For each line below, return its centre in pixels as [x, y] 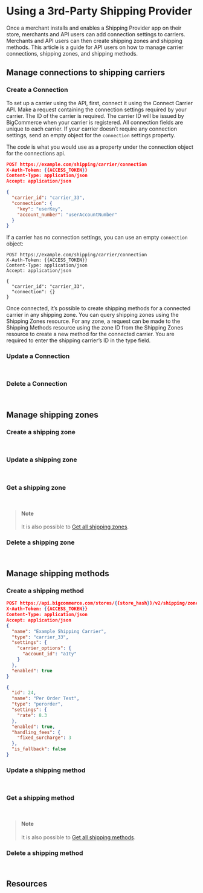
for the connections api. [36, 153]
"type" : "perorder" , [37, 704]
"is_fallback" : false [39, 749]
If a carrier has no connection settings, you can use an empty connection [97, 238]
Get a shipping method [40, 798]
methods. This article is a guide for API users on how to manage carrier [95, 47]
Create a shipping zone [41, 432]
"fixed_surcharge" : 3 [44, 738]
